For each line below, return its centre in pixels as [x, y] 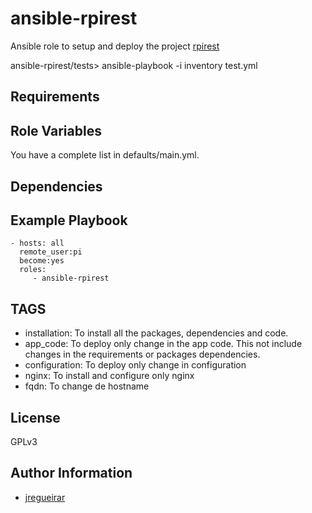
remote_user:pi [51, 252]
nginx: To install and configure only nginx [109, 376]
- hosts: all [37, 243]
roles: [33, 270]
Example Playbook [69, 220]
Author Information [71, 473]
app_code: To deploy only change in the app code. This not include [163, 344]
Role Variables [56, 130]
